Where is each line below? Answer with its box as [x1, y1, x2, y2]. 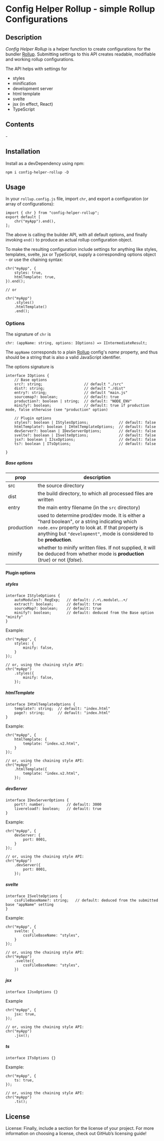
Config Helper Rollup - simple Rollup [5, 3, 155, 15]
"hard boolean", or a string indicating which [37, 518, 137, 524]
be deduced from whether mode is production [37, 550, 144, 557]
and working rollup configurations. [5, 56, 74, 62]
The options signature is [5, 364, 54, 370]
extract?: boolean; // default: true [14, 602, 102, 607]
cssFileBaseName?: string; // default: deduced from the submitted [14, 898, 159, 903]
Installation [5, 148, 40, 156]
